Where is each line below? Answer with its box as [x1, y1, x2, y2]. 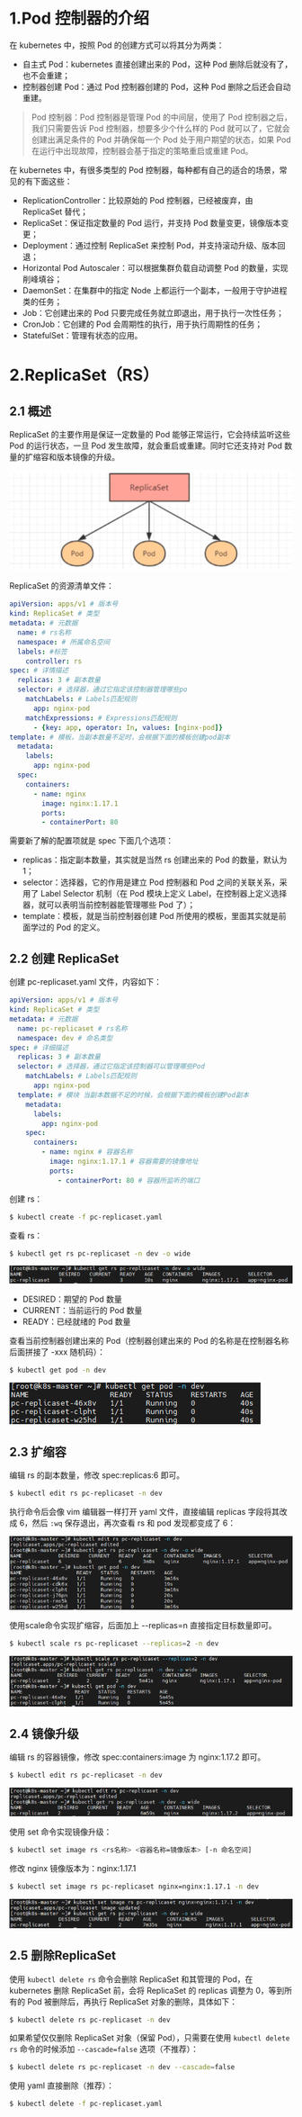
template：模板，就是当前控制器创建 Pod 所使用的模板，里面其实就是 [22, 911, 279, 922]
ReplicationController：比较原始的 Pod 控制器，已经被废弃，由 [22, 194, 253, 205]
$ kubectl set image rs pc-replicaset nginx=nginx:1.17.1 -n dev [9, 1882, 259, 1891]
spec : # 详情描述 [9, 666, 69, 675]
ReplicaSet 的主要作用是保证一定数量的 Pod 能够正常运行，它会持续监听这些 [9, 428, 290, 439]
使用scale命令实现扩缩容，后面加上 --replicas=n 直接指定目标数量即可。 [9, 1620, 277, 1631]
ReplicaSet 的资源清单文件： [9, 581, 114, 591]
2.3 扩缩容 [9, 1444, 67, 1459]
